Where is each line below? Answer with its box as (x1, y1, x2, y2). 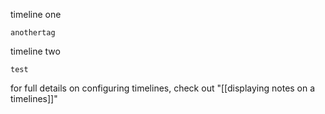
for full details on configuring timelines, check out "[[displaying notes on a (10, 82, 316, 94)
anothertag (10, 28, 56, 38)
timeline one (10, 9, 62, 20)
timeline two (10, 45, 61, 57)
